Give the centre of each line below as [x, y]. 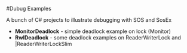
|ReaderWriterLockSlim [43, 44]
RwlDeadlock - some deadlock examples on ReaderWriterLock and [98, 37]
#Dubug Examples [29, 9]
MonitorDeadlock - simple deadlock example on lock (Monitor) [93, 31]
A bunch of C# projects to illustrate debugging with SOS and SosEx [89, 20]
